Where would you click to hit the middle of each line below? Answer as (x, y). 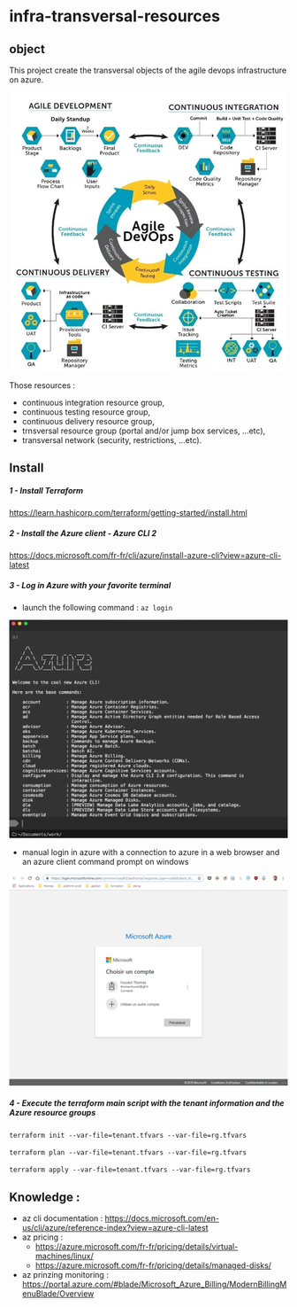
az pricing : (42, 1237)
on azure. (27, 80)
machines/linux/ (65, 1256)
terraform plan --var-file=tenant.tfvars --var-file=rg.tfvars (128, 1153)
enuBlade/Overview (58, 1294)
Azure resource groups (53, 1113)
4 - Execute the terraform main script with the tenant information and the (147, 1103)
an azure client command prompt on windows (105, 861)
